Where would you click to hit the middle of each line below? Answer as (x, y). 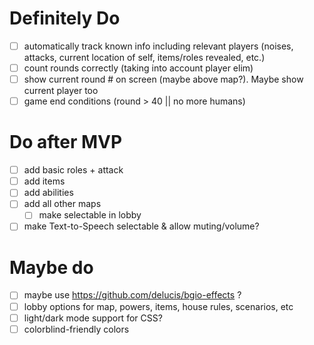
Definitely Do (65, 18)
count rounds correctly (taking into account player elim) (138, 68)
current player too (61, 91)
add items (44, 181)
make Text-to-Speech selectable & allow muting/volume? (141, 226)
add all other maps (62, 204)
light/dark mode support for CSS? (93, 318)
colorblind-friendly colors (76, 329)
